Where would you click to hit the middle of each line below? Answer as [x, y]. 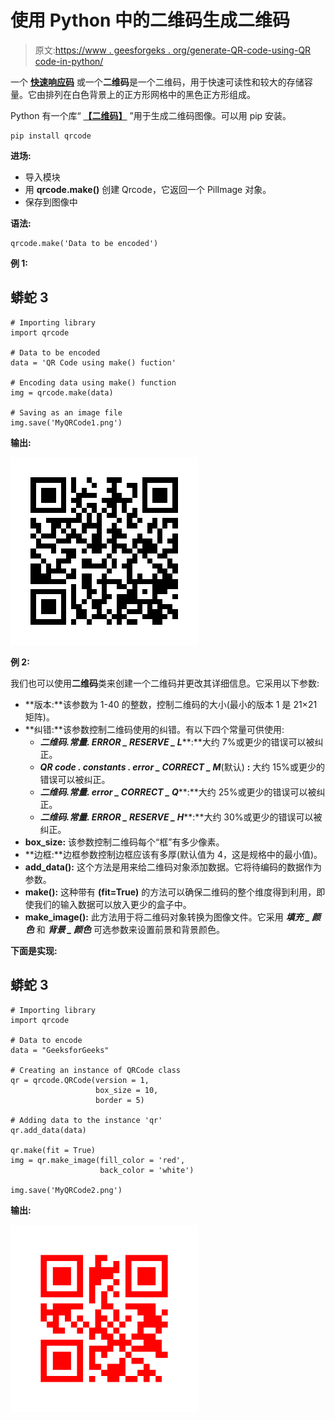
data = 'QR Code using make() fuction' [93, 362]
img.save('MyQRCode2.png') [66, 1190]
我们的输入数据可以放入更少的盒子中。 [112, 904]
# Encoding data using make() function [93, 382]
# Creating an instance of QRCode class [96, 1070]
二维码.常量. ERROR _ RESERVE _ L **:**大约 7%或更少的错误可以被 [177, 742]
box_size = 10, [127, 1090]
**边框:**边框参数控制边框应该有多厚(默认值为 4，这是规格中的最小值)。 [173, 854]
